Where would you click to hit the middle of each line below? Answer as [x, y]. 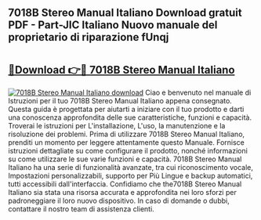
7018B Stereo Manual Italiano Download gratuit [125, 13]
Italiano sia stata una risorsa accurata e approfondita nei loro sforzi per [122, 192]
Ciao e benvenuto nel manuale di [198, 92]
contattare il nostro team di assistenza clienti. [81, 209]
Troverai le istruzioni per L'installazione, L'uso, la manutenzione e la [117, 126]
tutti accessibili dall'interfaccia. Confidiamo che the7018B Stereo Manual [125, 184]
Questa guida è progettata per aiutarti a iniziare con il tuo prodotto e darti [126, 109]
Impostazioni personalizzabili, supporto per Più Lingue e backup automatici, [130, 176]
